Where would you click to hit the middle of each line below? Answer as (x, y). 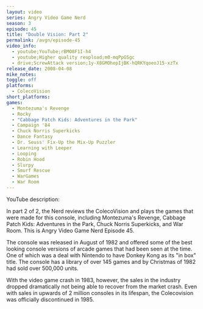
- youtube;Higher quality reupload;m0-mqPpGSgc (73, 57)
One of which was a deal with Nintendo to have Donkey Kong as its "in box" (101, 255)
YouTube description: (33, 199)
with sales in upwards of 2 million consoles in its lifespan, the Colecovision (100, 293)
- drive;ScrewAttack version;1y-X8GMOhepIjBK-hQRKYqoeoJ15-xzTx (95, 63)
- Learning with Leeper (42, 148)
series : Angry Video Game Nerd (46, 18)
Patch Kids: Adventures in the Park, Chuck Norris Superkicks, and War (95, 224)
